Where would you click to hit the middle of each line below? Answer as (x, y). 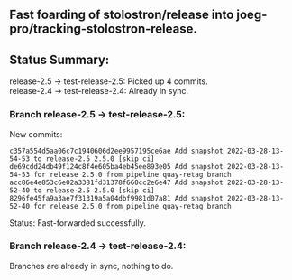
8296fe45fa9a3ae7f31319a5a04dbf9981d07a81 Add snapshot (116, 198)
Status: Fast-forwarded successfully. (78, 223)
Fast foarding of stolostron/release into (122, 15)
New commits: (36, 134)
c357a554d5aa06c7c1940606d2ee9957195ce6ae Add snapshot (116, 151)
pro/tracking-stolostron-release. (104, 29)
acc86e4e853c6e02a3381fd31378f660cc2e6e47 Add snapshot (116, 182)
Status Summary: (59, 59)
